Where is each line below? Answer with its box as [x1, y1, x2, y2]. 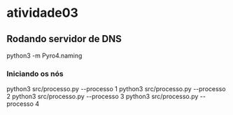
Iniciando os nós [6, 69, 64, 79]
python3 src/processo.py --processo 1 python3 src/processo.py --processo [6, 85, 226, 93]
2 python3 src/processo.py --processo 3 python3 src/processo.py [6, 93, 199, 101]
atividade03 [6, 5, 78, 21]
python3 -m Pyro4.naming [6, 51, 83, 60]
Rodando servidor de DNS [6, 33, 122, 45]
